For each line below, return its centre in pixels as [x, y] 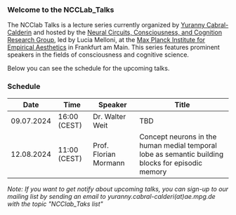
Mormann [109, 162]
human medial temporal [178, 145]
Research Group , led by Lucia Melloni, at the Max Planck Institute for [106, 40]
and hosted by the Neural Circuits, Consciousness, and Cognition [128, 32]
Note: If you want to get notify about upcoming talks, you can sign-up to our [118, 189]
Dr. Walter [110, 116]
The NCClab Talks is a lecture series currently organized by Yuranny [106, 25]
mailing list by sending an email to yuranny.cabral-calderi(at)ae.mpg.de [111, 196]
